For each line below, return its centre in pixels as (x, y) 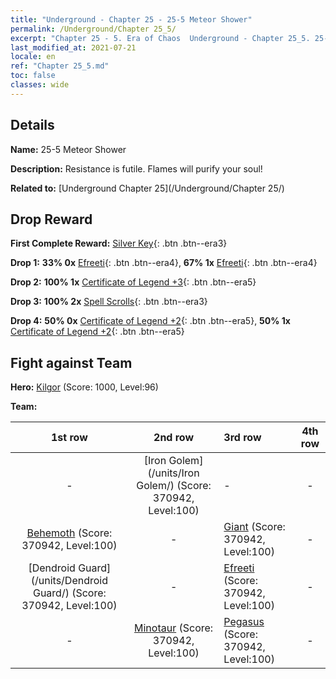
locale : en (33, 57)
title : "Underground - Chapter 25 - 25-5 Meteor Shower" (131, 19)
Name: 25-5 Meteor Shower (68, 149)
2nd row (174, 438)
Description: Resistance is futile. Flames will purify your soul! (136, 168)
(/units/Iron (173, 473)
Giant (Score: (254, 527)
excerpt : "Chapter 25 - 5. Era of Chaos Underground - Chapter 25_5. (160, 38)
